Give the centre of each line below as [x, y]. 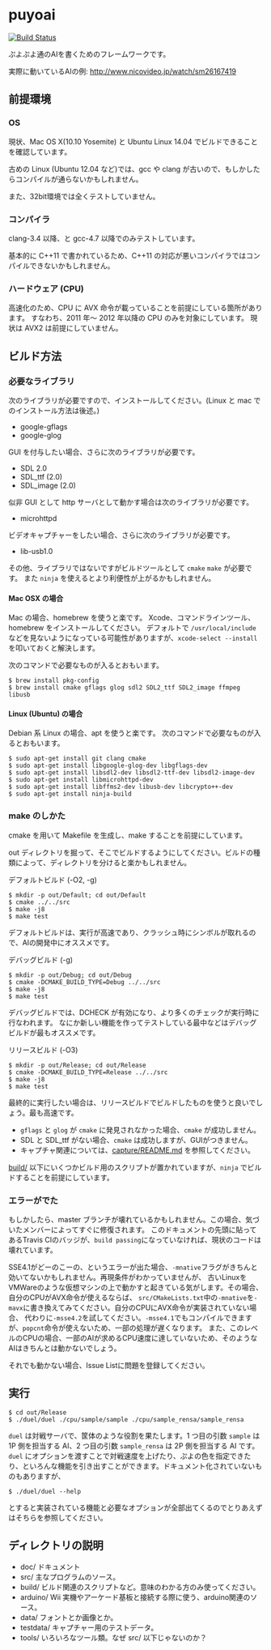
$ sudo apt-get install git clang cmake [78, 759]
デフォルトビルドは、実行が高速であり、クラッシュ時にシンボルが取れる [129, 932]
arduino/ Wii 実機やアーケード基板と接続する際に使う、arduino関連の [135, 1597]
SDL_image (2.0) [48, 485]
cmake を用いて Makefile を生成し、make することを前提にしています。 [127, 835]
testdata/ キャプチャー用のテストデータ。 [89, 1627]
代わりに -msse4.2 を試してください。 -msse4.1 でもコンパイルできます [138, 1317]
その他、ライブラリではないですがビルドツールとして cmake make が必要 [127, 568]
